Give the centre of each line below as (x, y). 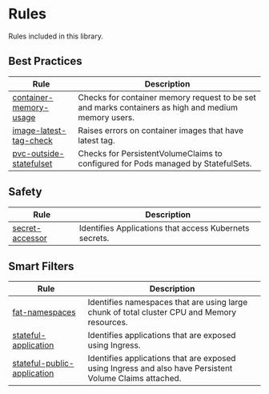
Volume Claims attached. (134, 379)
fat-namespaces (44, 312)
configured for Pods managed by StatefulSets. (165, 163)
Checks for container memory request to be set (167, 97)
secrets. (94, 238)
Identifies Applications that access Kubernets (164, 227)
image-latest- (39, 131)
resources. (108, 323)
